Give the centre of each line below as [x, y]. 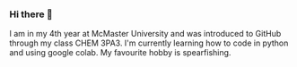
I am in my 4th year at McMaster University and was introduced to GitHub [145, 34]
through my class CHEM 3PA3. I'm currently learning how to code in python [149, 43]
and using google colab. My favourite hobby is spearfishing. [120, 53]
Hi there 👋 [31, 14]
